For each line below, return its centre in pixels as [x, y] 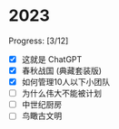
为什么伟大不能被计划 [61, 93]
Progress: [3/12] [39, 41]
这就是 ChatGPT [52, 59]
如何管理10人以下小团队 [66, 82]
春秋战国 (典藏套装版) [61, 70]
